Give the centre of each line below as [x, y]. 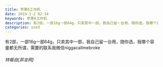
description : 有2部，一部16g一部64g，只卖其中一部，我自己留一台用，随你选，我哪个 [81, 23]
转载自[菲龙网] [19, 60]
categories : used [23, 27]
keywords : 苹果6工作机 [26, 18]
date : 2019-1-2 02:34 [27, 14]
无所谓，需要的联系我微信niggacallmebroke [57, 48]
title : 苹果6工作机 [23, 9]
